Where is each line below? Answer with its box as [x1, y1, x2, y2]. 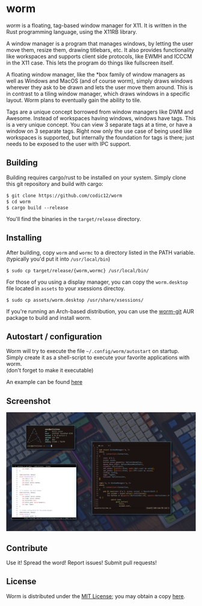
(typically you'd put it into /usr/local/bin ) [6, 255, 111, 263]
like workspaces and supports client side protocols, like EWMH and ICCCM [6, 53, 192, 60]
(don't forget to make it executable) [6, 367, 94, 374]
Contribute [6, 543, 48, 553]
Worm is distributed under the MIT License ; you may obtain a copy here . [6, 592, 185, 599]
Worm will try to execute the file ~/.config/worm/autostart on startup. [6, 348, 179, 355]
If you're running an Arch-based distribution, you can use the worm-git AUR [6, 307, 194, 315]
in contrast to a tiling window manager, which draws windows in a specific [6, 90, 191, 97]
